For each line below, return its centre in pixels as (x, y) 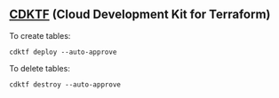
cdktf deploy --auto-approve (63, 52)
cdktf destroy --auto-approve (65, 84)
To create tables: (40, 35)
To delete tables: (40, 68)
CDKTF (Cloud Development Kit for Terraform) (140, 15)
